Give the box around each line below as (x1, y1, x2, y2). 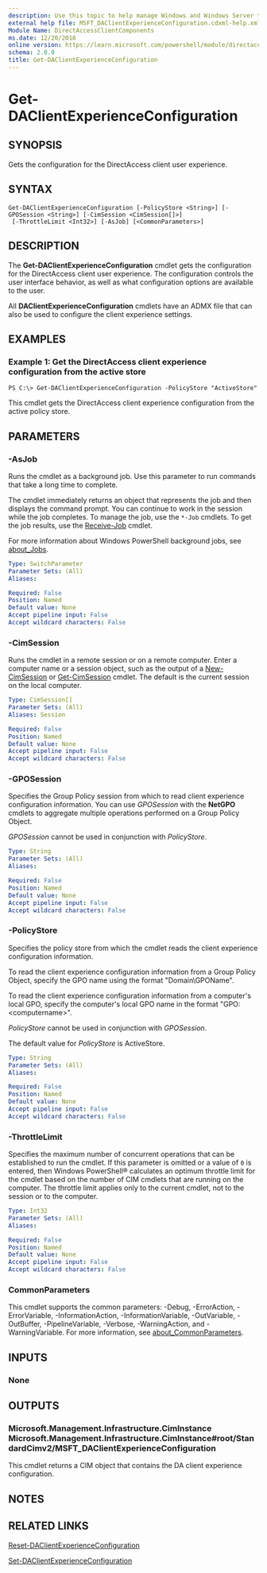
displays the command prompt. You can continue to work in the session (8, 504, 243, 513)
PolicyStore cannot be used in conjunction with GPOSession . (8, 1022, 207, 1033)
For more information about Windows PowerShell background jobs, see (8, 535, 242, 545)
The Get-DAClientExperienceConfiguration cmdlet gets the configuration (8, 260, 252, 270)
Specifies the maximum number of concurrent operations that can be (8, 1150, 235, 1159)
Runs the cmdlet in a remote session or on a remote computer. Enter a (8, 655, 238, 665)
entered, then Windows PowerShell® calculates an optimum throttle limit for (8, 1166, 256, 1176)
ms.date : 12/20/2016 (8, 33, 77, 42)
